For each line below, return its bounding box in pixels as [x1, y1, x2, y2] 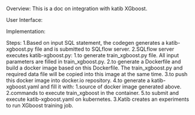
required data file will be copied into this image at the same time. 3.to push [6, 71, 188, 77]
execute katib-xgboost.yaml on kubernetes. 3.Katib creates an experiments [6, 96, 189, 103]
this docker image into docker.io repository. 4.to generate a [6, 77, 151, 84]
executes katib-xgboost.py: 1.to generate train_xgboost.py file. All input [6, 52, 179, 58]
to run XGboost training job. [6, 102, 74, 109]
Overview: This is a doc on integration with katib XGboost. [6, 5, 148, 12]
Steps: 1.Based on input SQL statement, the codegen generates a [6, 40, 165, 46]
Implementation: [6, 28, 46, 35]
